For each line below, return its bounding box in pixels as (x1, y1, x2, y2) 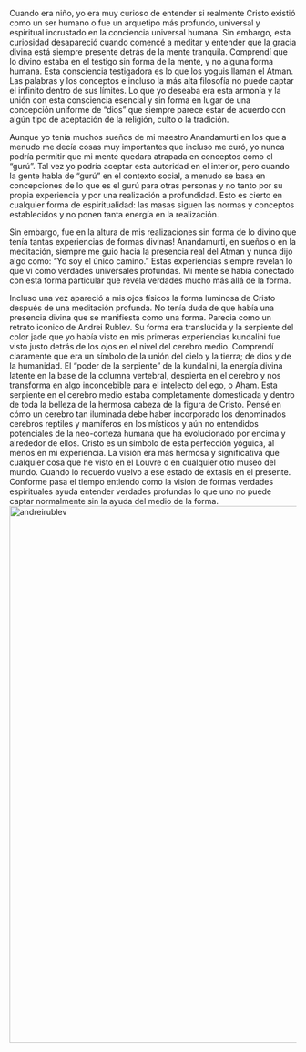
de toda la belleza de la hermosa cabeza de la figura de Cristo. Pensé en (9, 400, 282, 410)
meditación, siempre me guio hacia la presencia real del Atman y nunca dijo (9, 246, 293, 257)
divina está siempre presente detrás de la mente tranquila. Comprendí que (9, 46, 289, 57)
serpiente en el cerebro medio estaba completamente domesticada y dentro (9, 389, 295, 400)
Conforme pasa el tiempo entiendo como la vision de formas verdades (9, 477, 274, 487)
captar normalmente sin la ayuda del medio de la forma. (9, 496, 219, 506)
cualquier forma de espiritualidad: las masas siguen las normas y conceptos (9, 199, 295, 210)
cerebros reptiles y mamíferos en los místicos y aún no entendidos (9, 419, 260, 429)
